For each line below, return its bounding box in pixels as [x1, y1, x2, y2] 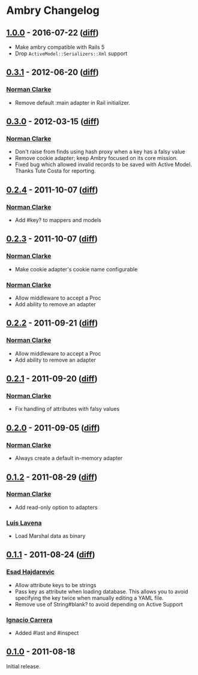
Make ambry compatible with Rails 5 [14, 43, 105, 51]
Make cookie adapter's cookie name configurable [14, 265, 138, 273]
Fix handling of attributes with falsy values [14, 405, 120, 413]
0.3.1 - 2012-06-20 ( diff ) [6, 67, 99, 78]
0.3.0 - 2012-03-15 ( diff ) [6, 117, 100, 127]
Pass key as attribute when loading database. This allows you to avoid [14, 588, 188, 595]
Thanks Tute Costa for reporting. [14, 167, 96, 174]
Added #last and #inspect [14, 629, 79, 636]
